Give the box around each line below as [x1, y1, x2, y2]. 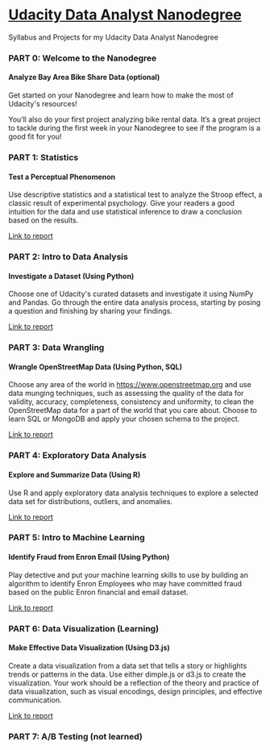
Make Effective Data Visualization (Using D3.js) [8, 643, 171, 652]
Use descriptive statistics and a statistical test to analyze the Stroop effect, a [8, 190, 263, 199]
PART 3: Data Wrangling [8, 342, 105, 353]
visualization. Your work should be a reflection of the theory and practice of [8, 677, 260, 687]
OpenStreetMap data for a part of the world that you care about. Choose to [8, 406, 258, 415]
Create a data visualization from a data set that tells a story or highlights [8, 660, 247, 670]
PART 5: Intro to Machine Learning [8, 532, 145, 544]
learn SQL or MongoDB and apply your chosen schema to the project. [8, 414, 240, 424]
